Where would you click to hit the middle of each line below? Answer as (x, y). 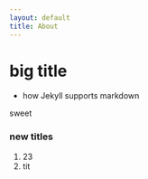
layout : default (40, 18)
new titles (32, 137)
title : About (34, 26)
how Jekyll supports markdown (81, 96)
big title (38, 71)
